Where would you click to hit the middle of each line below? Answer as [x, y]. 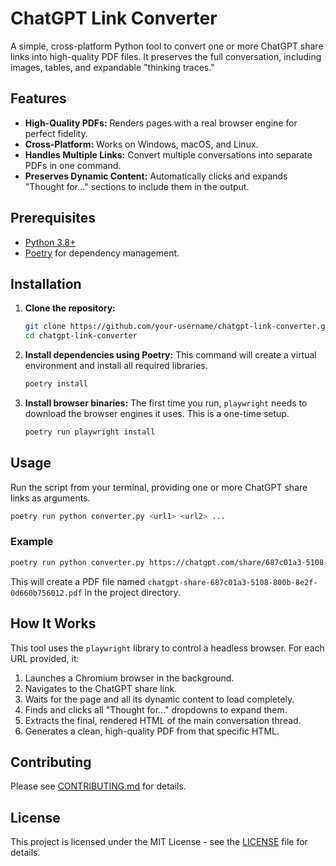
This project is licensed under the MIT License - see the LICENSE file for [159, 842]
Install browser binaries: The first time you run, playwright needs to [166, 403]
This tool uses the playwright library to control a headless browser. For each [167, 648]
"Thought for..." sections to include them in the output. [137, 186]
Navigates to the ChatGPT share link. [101, 688]
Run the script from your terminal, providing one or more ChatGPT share [159, 487]
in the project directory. [132, 592]
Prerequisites [53, 218]
